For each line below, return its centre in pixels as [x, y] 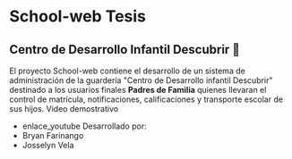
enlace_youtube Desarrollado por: [84, 126]
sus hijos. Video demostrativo [64, 109]
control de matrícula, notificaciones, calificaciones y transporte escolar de [146, 99]
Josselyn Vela [48, 145]
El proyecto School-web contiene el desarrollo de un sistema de [128, 71]
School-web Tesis [77, 17]
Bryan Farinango [53, 135]
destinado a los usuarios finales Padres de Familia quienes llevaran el [138, 90]
